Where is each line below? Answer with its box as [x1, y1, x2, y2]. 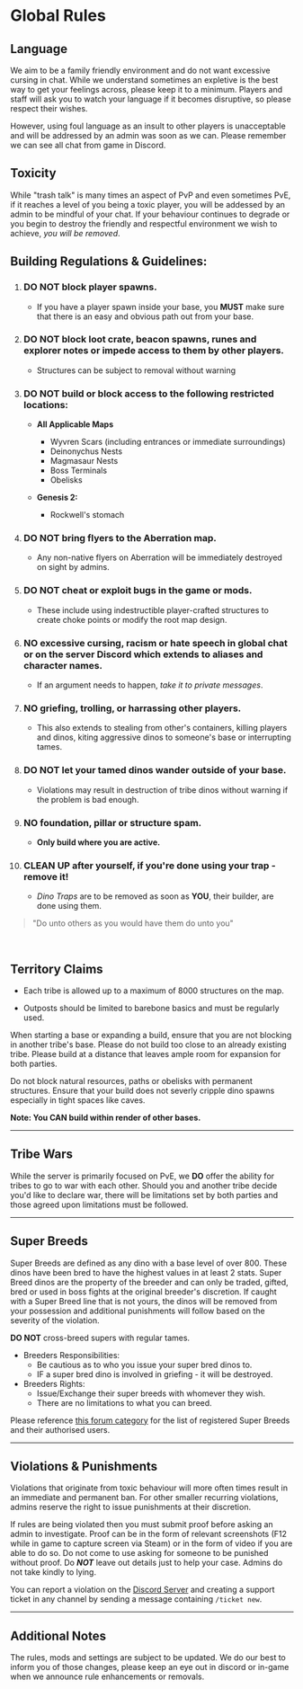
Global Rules [10, 5, 106, 26]
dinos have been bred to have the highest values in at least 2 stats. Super [10, 1267, 282, 1277]
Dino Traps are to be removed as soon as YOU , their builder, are [36, 891, 274, 902]
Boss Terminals [49, 465, 107, 476]
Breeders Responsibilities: [22, 1349, 120, 1360]
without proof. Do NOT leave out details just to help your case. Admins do [10, 1557, 283, 1569]
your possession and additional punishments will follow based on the [10, 1305, 265, 1316]
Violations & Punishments [10, 1459, 158, 1474]
